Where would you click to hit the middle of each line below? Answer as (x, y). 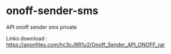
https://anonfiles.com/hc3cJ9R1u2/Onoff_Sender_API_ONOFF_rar (85, 45)
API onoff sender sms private (42, 27)
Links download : (27, 38)
